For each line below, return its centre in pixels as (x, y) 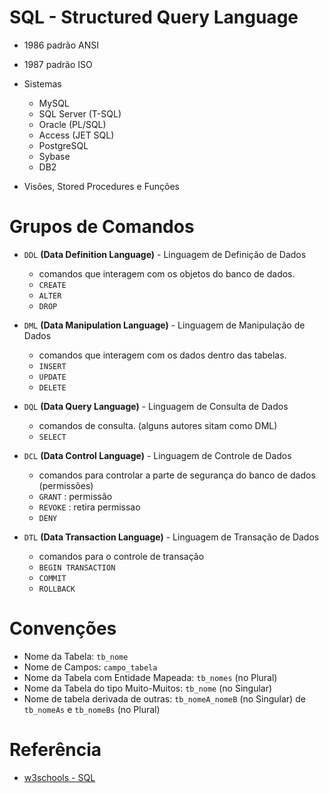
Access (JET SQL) (76, 135)
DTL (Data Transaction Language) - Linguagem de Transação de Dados (171, 537)
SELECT (52, 437)
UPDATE (52, 377)
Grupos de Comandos (102, 227)
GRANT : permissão (75, 496)
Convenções (63, 628)
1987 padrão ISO (58, 64)
